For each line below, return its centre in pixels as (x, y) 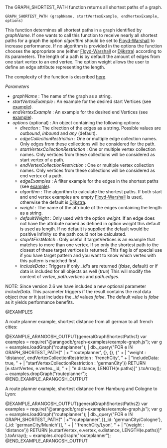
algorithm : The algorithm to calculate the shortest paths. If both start (91, 192)
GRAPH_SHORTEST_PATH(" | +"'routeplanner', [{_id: (59, 420)
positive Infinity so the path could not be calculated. (73, 234)
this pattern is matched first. (49, 261)
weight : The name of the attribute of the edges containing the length (91, 208)
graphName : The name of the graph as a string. (62, 96)
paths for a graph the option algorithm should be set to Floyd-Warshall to (80, 40)
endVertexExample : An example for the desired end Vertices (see (80, 112)
